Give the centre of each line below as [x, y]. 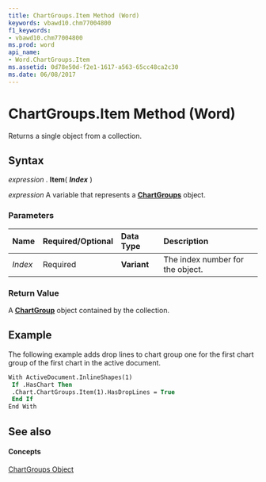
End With [23, 407]
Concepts [25, 452]
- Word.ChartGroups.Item [49, 60]
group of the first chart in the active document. [84, 362]
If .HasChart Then [42, 384]
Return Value [34, 293]
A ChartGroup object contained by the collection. [89, 310]
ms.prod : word [32, 45]
